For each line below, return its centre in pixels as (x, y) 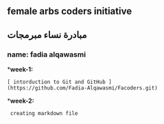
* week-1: (20, 70)
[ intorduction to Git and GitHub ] (59, 82)
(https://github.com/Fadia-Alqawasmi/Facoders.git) (82, 88)
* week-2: (21, 101)
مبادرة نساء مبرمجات (47, 35)
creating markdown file (44, 114)
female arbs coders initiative (70, 11)
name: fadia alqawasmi (47, 54)
